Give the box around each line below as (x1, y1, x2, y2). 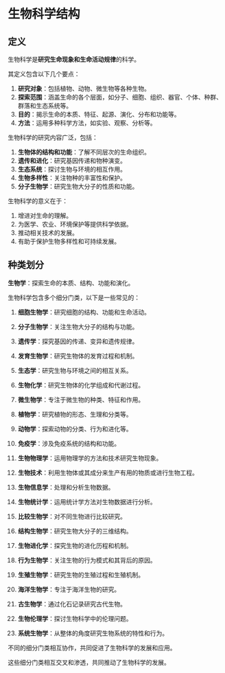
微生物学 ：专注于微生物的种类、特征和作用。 (17, 396, 145, 404)
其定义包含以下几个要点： (8, 70, 80, 78)
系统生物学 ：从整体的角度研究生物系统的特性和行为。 (17, 629, 169, 637)
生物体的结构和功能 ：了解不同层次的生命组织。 (17, 148, 150, 156)
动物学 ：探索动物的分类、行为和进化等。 (17, 424, 132, 433)
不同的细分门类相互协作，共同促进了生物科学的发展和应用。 (8, 643, 176, 652)
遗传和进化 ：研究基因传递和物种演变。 (17, 157, 126, 165)
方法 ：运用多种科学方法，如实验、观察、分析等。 (17, 119, 156, 127)
